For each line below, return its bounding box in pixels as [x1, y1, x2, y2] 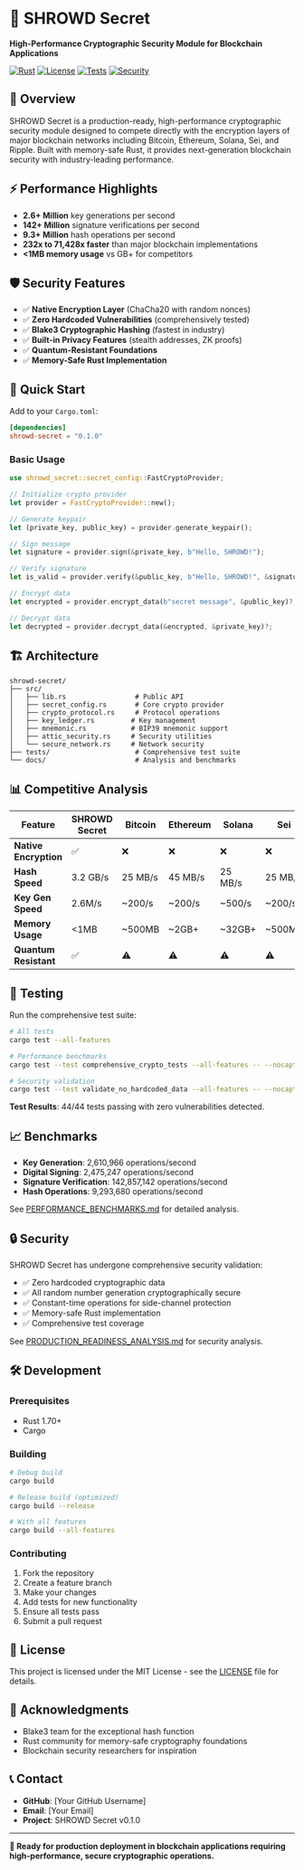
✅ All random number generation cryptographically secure [22, 1286, 242, 1297]
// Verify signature [9, 565, 88, 574]
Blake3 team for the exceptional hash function [22, 1726, 195, 1737]
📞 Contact [9, 1771, 63, 1787]
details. [9, 1675, 37, 1686]
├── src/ [9, 685, 43, 694]
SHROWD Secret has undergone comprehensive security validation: [9, 1259, 263, 1270]
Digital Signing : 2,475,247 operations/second [22, 1167, 195, 1178]
